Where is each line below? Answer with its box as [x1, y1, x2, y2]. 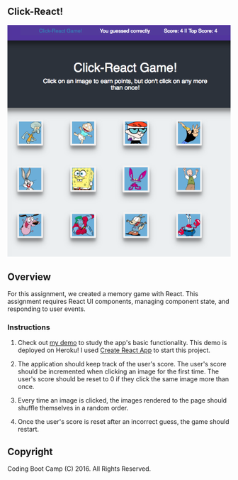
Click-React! [7, 6, 64, 18]
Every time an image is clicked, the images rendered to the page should [17, 396, 227, 405]
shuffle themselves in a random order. [17, 404, 129, 413]
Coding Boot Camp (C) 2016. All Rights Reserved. [7, 464, 152, 473]
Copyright [7, 445, 53, 457]
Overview [7, 271, 52, 283]
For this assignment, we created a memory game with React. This [7, 290, 198, 298]
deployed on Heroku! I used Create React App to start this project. [17, 346, 211, 354]
